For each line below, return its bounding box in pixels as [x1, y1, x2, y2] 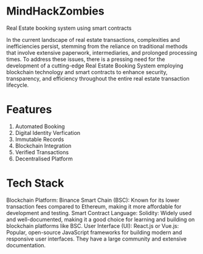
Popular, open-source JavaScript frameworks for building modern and [6, 228, 182, 236]
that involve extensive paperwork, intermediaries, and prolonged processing [6, 49, 198, 56]
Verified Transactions [15, 148, 69, 156]
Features [6, 103, 52, 117]
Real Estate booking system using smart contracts [6, 24, 132, 32]
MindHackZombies [6, 4, 105, 18]
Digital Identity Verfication [15, 129, 81, 136]
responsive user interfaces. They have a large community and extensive [6, 235, 187, 242]
